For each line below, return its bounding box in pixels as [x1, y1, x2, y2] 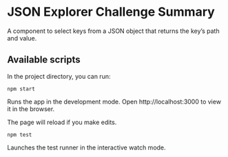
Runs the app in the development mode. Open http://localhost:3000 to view [7, 97, 222, 106]
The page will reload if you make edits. [7, 118, 117, 126]
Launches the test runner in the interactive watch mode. [7, 143, 167, 152]
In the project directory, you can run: [7, 72, 111, 80]
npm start [7, 85, 36, 93]
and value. [7, 34, 37, 42]
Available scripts [7, 54, 81, 66]
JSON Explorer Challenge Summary [7, 4, 215, 20]
